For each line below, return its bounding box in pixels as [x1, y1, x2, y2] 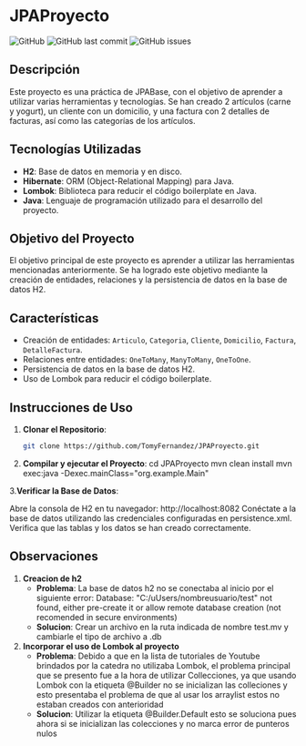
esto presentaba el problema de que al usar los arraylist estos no [36, 689, 280, 700]
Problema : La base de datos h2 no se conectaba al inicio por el [36, 582, 274, 593]
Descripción [9, 62, 80, 77]
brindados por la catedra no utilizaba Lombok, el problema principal [36, 659, 291, 670]
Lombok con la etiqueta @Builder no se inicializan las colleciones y [36, 680, 289, 690]
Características [9, 311, 99, 326]
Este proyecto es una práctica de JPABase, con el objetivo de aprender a [9, 86, 283, 97]
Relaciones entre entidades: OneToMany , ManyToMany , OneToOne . [22, 354, 251, 365]
